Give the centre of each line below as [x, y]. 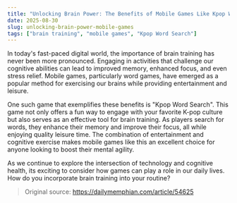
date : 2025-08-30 [33, 20]
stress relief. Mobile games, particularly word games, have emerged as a [113, 76]
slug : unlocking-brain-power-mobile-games [71, 27]
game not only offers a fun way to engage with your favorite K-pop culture [115, 112]
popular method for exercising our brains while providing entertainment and [117, 84]
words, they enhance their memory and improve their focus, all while [107, 127]
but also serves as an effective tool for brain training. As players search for [116, 120]
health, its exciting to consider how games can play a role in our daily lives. [116, 171]
